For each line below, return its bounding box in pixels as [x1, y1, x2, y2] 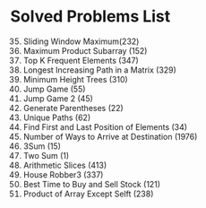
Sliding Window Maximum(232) [22, 36, 140, 47]
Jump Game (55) [22, 83, 86, 94]
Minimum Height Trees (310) [22, 74, 128, 84]
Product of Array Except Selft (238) [22, 188, 154, 199]
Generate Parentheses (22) [22, 102, 124, 113]
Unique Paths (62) [22, 112, 91, 123]
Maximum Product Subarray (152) [22, 45, 148, 56]
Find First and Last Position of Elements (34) [22, 121, 187, 132]
